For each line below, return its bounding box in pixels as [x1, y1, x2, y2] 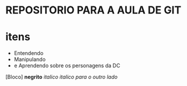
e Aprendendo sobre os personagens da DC [13, 62, 120, 69]
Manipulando [13, 56, 46, 63]
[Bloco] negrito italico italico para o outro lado [5, 74, 118, 81]
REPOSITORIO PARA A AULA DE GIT [5, 4, 182, 17]
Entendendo [13, 50, 44, 57]
